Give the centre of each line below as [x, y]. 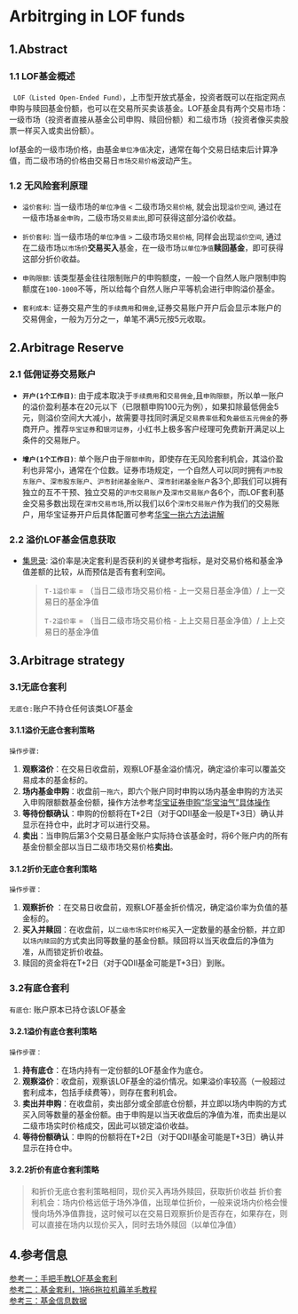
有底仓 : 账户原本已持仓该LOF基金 [68, 1009]
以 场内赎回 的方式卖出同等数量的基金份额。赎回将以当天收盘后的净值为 [148, 941]
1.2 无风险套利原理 [49, 186]
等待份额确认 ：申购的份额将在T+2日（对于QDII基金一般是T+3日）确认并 [153, 813]
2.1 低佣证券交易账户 [53, 374]
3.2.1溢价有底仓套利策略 [53, 1031]
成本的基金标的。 [61, 781]
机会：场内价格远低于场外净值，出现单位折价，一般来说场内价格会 [159, 1202]
